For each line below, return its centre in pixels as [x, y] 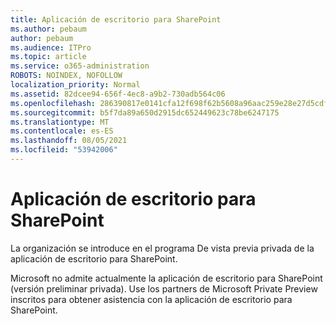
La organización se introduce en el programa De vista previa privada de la [162, 248]
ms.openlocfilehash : [53, 103]
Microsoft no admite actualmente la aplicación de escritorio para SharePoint [166, 278]
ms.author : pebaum [48, 29]
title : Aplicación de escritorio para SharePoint [116, 19]
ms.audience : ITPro [51, 47]
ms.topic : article [48, 57]
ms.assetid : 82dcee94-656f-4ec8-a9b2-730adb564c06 [118, 94]
